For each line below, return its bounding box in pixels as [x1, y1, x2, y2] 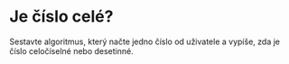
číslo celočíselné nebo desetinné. [9, 45, 134, 56]
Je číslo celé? [9, 6, 114, 27]
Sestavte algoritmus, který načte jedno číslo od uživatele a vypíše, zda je [9, 36, 280, 47]
